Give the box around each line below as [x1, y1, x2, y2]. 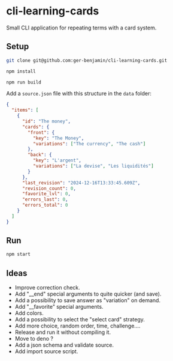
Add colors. [14, 309, 44, 317]
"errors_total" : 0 [22, 202, 68, 208]
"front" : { [28, 129, 55, 136]
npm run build [6, 79, 42, 85]
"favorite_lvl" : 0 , [22, 191, 71, 197]
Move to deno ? [14, 335, 54, 342]
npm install [6, 68, 36, 74]
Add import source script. [14, 348, 78, 355]
